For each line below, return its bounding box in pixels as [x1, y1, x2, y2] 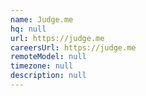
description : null [10, 71, 87, 81]
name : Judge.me [10, 14, 74, 25]
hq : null [10, 24, 47, 34]
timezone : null [10, 61, 74, 71]
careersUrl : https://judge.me [10, 42, 137, 53]
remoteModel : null [10, 52, 87, 62]
